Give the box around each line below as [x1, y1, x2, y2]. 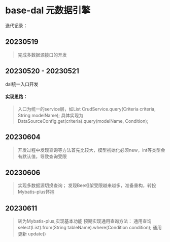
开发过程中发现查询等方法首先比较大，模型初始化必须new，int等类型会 [17, 147, 165, 153]
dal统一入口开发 [5, 81, 39, 87]
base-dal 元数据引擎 [5, 5, 90, 16]
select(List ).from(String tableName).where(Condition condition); [17, 225, 152, 231]
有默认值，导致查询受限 [17, 153, 67, 159]
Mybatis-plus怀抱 [17, 189, 55, 195]
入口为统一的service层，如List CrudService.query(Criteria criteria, [17, 105, 156, 112]
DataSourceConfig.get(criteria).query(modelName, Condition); [17, 118, 149, 124]
